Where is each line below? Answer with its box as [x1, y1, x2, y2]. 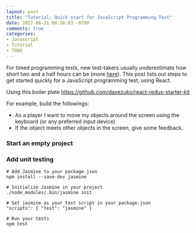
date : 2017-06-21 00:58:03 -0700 [6, 20, 90, 26]
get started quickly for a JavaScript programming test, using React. [6, 76, 171, 84]
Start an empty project [6, 139, 73, 147]
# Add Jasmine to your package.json [6, 168, 97, 174]
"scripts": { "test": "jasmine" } [6, 205, 93, 211]
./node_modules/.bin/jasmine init [6, 189, 93, 195]
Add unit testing [6, 155, 54, 163]
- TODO [6, 48, 23, 54]
